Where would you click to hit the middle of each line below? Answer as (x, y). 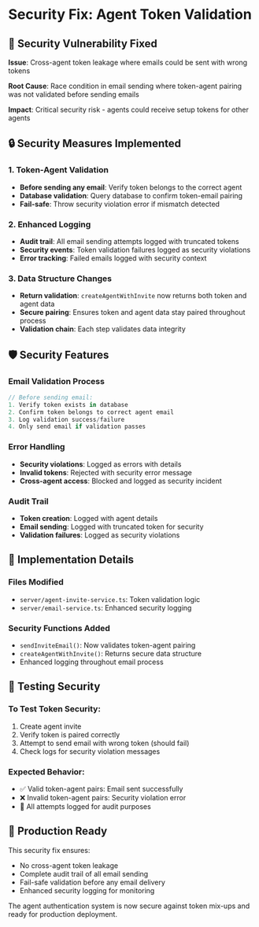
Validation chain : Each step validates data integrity (103, 329)
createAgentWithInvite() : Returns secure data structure (111, 653)
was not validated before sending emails (74, 94)
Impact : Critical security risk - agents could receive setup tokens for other (129, 109)
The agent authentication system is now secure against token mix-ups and (129, 906)
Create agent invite (50, 726)
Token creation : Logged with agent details (89, 518)
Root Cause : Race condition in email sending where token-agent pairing (125, 86)
